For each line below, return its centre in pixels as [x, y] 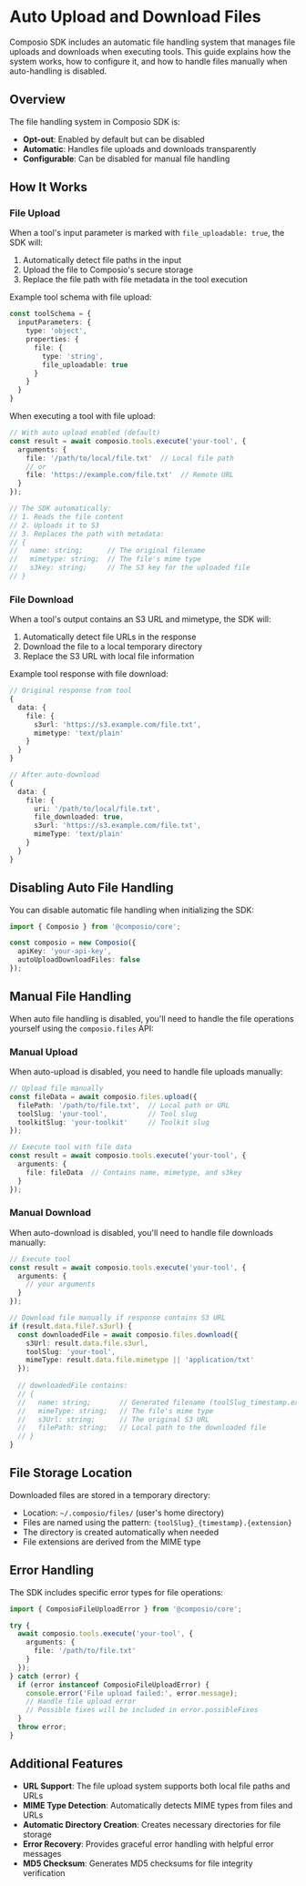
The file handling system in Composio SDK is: [95, 121]
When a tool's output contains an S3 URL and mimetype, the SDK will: [140, 619]
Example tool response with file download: [89, 674]
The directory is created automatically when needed [121, 1532]
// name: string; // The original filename [107, 551]
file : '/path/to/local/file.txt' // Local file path [130, 458]
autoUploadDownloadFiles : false [79, 960]
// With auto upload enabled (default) [85, 433]
